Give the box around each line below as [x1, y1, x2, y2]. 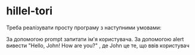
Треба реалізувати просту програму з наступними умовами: [6, 24, 162, 31]
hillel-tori [6, 4, 52, 18]
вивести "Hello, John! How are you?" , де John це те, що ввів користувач [6, 42, 190, 49]
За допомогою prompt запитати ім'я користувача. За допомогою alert [6, 35, 184, 42]
